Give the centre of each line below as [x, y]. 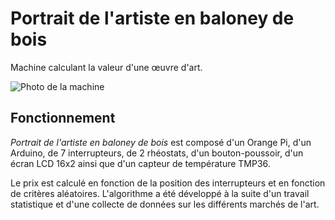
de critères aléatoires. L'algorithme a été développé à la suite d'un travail [160, 193]
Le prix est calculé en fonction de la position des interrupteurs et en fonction [168, 183]
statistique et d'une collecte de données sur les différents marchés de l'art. [165, 204]
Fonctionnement [63, 118]
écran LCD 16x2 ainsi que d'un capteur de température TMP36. [140, 163]
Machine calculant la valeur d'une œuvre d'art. [106, 67]
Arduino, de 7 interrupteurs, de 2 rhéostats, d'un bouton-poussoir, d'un [157, 153]
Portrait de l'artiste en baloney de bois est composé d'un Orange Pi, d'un [161, 142]
